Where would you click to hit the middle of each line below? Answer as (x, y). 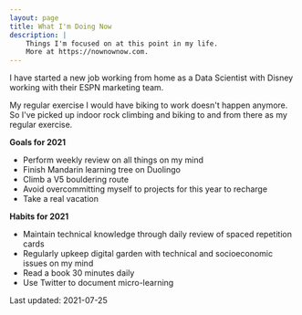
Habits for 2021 (39, 216)
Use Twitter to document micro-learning (98, 283)
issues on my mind (58, 263)
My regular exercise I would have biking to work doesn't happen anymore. (149, 105)
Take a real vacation (60, 199)
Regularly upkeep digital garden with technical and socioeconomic (148, 254)
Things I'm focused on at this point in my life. (122, 43)
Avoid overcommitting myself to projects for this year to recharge (145, 189)
